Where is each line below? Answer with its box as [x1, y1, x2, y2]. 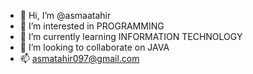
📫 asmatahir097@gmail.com [19, 53, 140, 64]
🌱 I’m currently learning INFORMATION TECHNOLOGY [19, 31, 243, 42]
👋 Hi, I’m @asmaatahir [19, 10, 112, 21]
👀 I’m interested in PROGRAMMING [19, 20, 165, 32]
